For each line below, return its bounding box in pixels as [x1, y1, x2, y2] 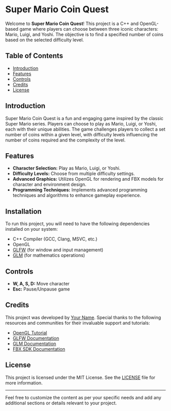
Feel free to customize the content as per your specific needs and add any [5, 394, 161, 400]
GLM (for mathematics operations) [12, 252, 85, 258]
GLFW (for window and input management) [12, 247, 103, 253]
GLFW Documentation [12, 335, 60, 341]
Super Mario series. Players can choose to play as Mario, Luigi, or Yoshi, [5, 120, 157, 127]
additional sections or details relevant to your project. [5, 400, 117, 406]
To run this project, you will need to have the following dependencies [5, 221, 150, 227]
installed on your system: [5, 226, 58, 232]
